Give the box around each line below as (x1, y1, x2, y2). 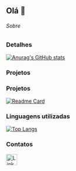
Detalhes (6, 41, 32, 49)
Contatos (6, 140, 33, 149)
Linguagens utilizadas (6, 112, 70, 120)
